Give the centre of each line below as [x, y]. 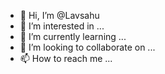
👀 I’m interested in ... [62, 26]
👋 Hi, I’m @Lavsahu [59, 15]
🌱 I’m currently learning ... [73, 36]
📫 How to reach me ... [66, 58]
